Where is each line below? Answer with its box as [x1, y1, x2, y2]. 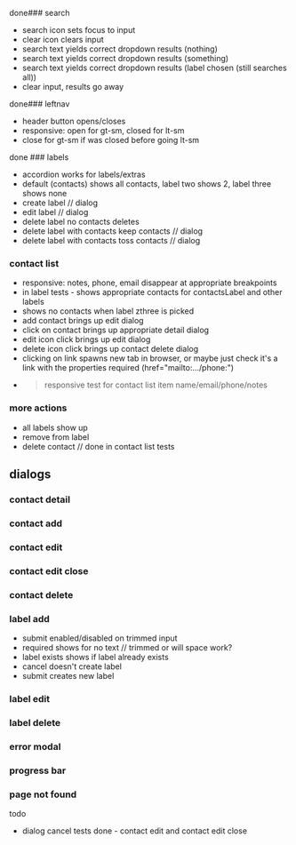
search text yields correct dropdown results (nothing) [21, 44, 218, 54]
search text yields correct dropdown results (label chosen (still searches [21, 62, 287, 73]
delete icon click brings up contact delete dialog [21, 344, 199, 355]
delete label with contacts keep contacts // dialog [21, 226, 203, 236]
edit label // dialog [21, 207, 89, 217]
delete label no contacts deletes [21, 217, 140, 227]
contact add [9, 517, 63, 530]
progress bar [9, 764, 67, 777]
